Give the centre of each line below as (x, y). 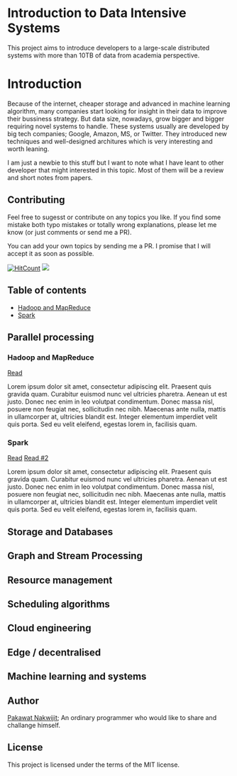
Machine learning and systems (77, 676)
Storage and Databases (60, 532)
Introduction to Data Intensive (97, 13)
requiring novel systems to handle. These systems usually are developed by (118, 126)
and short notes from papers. (50, 177)
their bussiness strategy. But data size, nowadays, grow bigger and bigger (116, 118)
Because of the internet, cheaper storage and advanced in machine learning (119, 104)
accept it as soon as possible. (51, 253)
